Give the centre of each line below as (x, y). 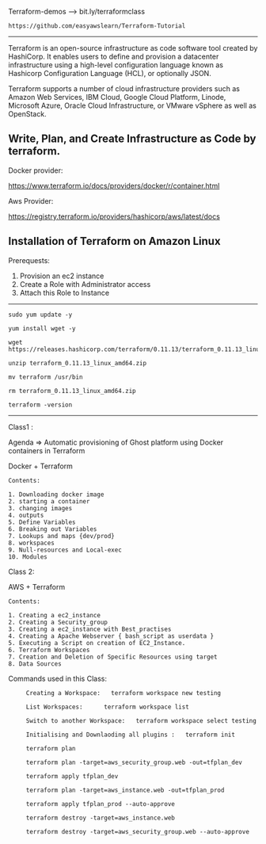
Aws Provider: (31, 200)
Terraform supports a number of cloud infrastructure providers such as (124, 89)
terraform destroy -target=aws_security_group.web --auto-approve (137, 831)
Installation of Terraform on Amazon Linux (114, 241)
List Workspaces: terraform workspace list (108, 707)
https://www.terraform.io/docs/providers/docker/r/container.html (114, 185)
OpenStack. (27, 114)
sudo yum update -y (40, 315)
